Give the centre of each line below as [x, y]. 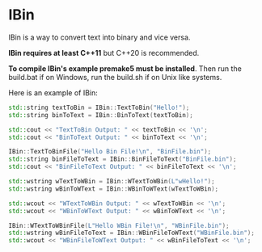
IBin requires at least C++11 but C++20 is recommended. [104, 52]
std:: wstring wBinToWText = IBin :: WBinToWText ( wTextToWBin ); [114, 189]
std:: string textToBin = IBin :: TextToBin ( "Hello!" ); [99, 107]
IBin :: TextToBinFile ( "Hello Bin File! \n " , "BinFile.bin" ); [110, 152]
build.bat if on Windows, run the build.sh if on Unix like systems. [115, 77]
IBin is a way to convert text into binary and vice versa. [99, 37]
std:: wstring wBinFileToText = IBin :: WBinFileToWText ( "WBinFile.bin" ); [131, 233]
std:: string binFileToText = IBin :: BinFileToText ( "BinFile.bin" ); [123, 159]
